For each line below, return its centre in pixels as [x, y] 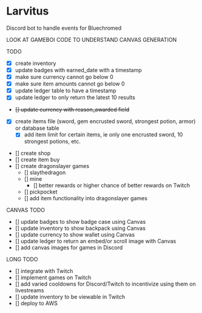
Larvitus [28, 11]
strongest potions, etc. [52, 141]
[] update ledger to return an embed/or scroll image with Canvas [96, 241]
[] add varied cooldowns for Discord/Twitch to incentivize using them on [105, 284]
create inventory [35, 63]
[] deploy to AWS [36, 303]
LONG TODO [22, 260]
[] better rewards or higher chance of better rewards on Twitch [112, 186]
